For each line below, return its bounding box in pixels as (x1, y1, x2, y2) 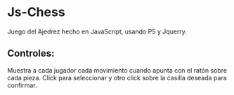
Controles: (7, 47, 55, 59)
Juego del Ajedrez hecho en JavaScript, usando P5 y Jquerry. (7, 27, 188, 36)
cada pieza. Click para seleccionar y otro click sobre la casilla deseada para (7, 73, 227, 82)
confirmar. (7, 81, 37, 89)
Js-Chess (7, 4, 65, 20)
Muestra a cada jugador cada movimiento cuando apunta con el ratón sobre (7, 66, 228, 74)
